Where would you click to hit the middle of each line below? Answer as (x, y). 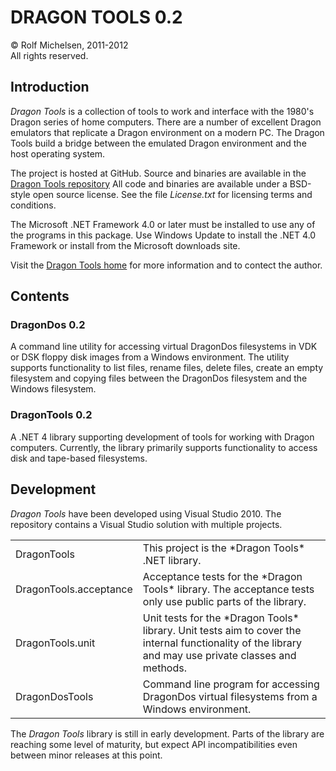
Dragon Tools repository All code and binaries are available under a (149, 183)
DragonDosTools (54, 696)
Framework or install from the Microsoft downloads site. (125, 245)
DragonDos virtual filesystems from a (230, 696)
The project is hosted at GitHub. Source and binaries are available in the (158, 173)
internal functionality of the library (222, 643)
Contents (40, 296)
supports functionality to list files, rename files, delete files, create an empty (167, 368)
